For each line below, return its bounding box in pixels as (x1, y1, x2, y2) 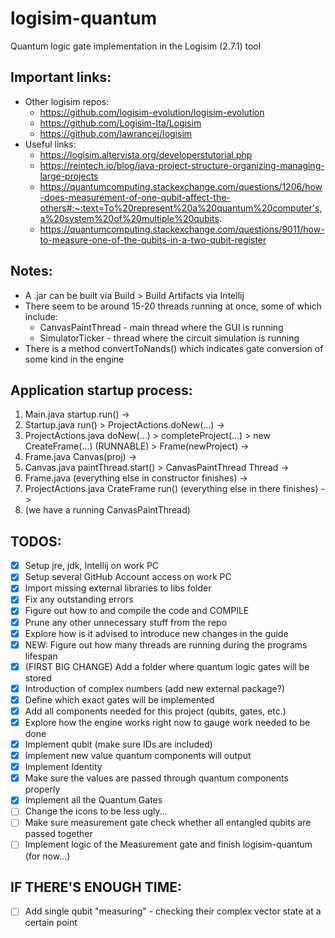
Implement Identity (24, 761, 103, 773)
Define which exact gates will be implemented (24, 693, 215, 706)
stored (24, 672, 52, 684)
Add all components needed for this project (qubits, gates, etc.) (24, 705, 287, 717)
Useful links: (24, 138, 77, 150)
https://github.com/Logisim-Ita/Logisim (39, 117, 202, 129)
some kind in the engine (24, 353, 125, 365)
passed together (24, 828, 93, 840)
